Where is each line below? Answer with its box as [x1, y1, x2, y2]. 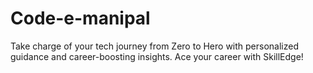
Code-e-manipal [10, 7, 151, 30]
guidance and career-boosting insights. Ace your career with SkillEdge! [10, 50, 304, 62]
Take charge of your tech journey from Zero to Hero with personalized [10, 40, 300, 52]
